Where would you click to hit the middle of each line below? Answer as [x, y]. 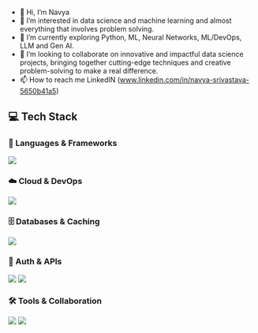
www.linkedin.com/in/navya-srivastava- [185, 80]
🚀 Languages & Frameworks [63, 144]
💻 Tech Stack [43, 117]
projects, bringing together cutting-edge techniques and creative [125, 62]
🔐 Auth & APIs [35, 262]
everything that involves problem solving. [86, 29]
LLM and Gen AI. [47, 46]
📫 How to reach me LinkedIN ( [70, 80]
